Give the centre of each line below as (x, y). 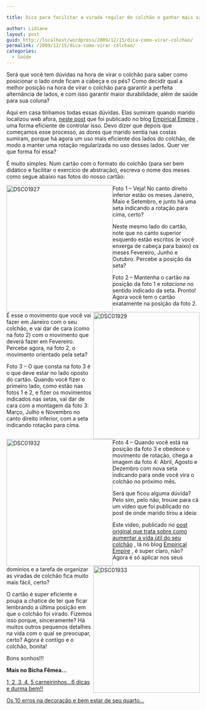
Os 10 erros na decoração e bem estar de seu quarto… (75, 700)
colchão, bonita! (27, 646)
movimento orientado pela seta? (47, 354)
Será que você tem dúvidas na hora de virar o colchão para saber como (97, 74)
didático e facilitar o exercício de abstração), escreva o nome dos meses (98, 170)
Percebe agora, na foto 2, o (41, 348)
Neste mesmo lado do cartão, (150, 226)
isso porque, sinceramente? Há (46, 620)
